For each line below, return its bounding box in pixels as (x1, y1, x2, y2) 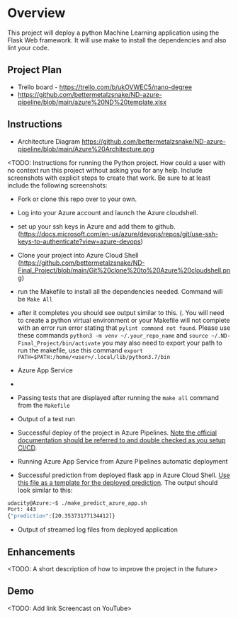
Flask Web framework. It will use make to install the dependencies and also (7, 35, 227, 44)
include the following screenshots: (7, 181, 108, 189)
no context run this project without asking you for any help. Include (7, 166, 203, 174)
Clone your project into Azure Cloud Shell (17, 251, 139, 259)
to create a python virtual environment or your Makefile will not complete (17, 316, 230, 324)
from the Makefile (17, 401, 70, 409)
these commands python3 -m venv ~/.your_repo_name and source (17, 331, 209, 339)
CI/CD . (17, 443, 38, 452)
